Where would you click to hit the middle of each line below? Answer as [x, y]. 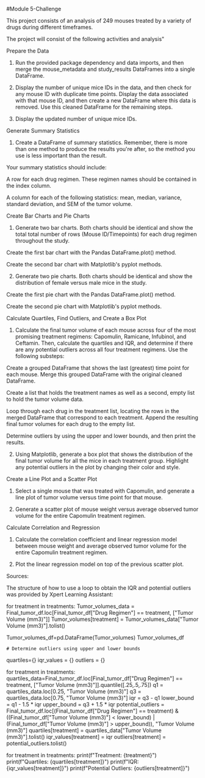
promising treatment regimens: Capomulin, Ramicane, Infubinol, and [101, 336]
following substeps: [40, 356]
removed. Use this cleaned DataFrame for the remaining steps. [94, 107]
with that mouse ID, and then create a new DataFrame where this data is [106, 101]
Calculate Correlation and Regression [53, 527]
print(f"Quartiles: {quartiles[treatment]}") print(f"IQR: [73, 761]
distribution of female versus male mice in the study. [81, 283]
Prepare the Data [28, 51]
